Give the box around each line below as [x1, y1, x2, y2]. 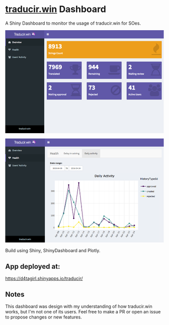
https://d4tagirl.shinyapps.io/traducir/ [5, 275, 83, 282]
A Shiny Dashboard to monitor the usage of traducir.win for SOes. [5, 20, 141, 26]
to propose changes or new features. [5, 314, 82, 320]
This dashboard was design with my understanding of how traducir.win [5, 303, 152, 309]
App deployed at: [5, 262, 60, 271]
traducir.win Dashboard [5, 4, 107, 15]
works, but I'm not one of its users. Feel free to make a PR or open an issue [5, 308, 161, 314]
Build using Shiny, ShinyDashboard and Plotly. [5, 248, 101, 254]
